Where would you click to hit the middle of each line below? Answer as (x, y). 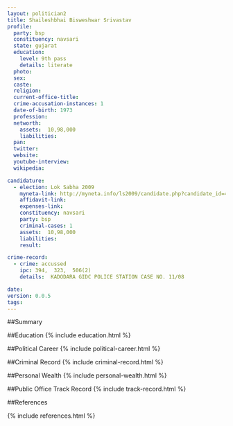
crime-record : (28, 258)
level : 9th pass (43, 59)
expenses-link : (42, 206)
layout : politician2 (37, 14)
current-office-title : (46, 98)
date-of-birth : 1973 (43, 110)
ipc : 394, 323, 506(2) (55, 271)
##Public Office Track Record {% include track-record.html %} (97, 389)
